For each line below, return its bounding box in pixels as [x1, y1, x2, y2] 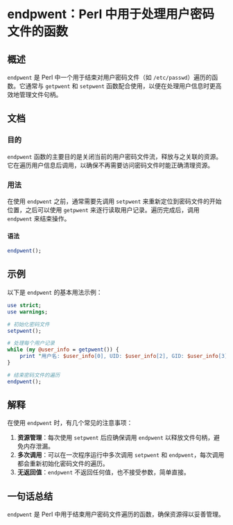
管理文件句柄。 [19, 91, 62, 98]
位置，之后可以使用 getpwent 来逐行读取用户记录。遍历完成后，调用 [7, 205, 200, 214]
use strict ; [7, 302, 42, 309]
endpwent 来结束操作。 [7, 214, 71, 223]
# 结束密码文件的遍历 [7, 372, 60, 379]
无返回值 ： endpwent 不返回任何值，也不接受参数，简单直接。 [17, 468, 191, 476]
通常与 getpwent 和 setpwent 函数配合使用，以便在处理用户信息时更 [25, 82, 216, 90]
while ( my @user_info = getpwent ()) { [7, 346, 119, 354]
